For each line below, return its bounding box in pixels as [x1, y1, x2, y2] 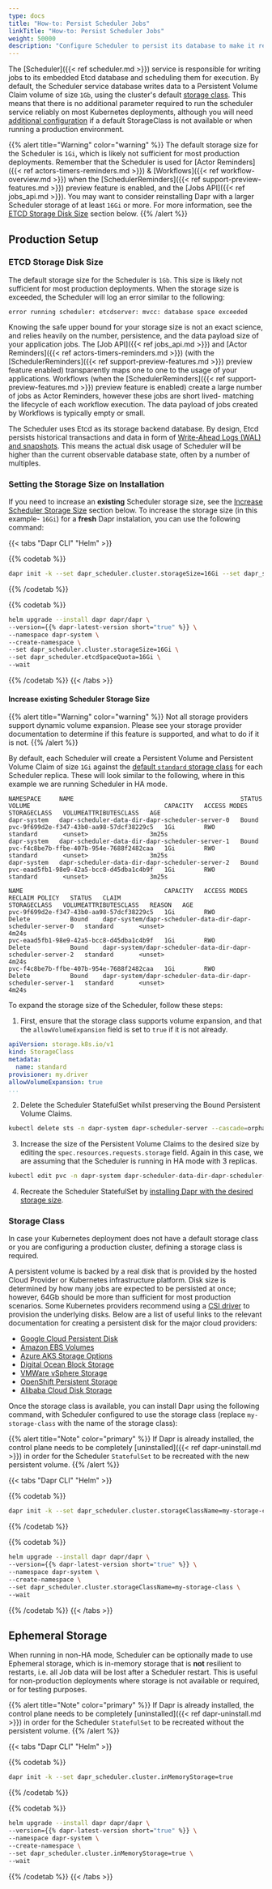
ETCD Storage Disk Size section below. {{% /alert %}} [8, 209, 189, 219]
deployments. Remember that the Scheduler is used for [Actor [8, 157, 216, 167]
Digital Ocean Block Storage [19, 1359, 115, 1369]
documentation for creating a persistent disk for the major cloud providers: [8, 1318, 257, 1328]
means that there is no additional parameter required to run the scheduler [8, 99, 253, 108]
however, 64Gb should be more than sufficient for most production [8, 1292, 232, 1302]
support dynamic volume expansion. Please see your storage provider [8, 721, 243, 730]
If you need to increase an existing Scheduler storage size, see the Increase [8, 497, 263, 507]
